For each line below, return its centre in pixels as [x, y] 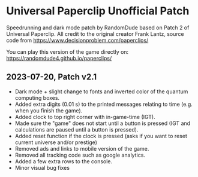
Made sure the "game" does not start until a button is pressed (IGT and [103, 123]
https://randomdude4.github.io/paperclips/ [59, 58]
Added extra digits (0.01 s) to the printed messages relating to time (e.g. [104, 104]
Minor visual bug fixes [42, 167]
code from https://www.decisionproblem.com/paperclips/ [77, 40]
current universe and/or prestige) [56, 142]
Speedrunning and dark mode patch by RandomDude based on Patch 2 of [98, 28]
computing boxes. [37, 97]
